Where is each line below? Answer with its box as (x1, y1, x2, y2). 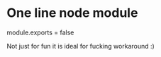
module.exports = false (6, 28, 74, 37)
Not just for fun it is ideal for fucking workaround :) (6, 42, 155, 50)
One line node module (6, 5, 138, 21)
